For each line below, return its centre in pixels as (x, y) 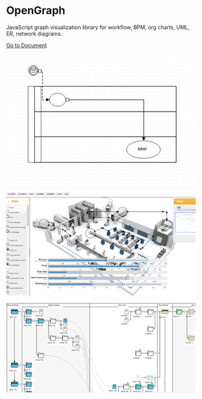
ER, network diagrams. (34, 33)
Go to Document (26, 45)
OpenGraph (36, 11)
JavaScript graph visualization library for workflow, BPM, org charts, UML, (98, 27)
